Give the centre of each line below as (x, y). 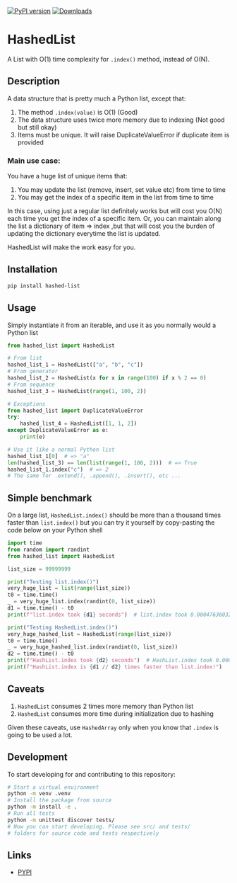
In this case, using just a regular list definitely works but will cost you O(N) (115, 211)
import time (25, 543)
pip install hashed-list (44, 286)
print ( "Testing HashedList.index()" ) (63, 627)
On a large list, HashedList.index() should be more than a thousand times (114, 515)
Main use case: (34, 161)
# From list (25, 358)
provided (31, 142)
